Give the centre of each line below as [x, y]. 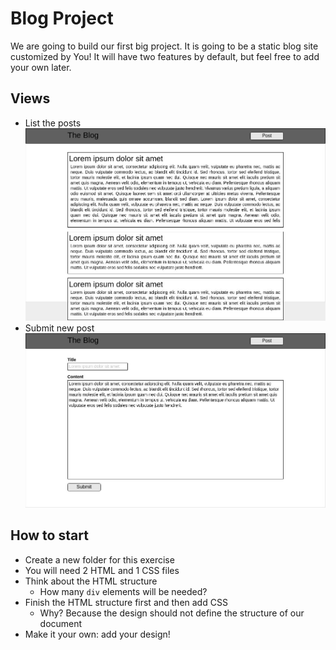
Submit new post [59, 328]
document [61, 623]
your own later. [41, 67]
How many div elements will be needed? [123, 591]
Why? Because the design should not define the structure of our [172, 613]
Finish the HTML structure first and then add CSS [126, 602]
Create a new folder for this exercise [99, 559]
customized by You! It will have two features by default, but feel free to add [165, 56]
